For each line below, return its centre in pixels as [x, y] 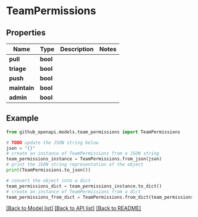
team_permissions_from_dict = [43, 197]
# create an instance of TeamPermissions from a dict [74, 192]
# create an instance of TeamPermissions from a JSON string [83, 154]
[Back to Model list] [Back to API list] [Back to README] [74, 208]
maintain [22, 88]
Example [22, 118]
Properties [26, 33]
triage [18, 69]
